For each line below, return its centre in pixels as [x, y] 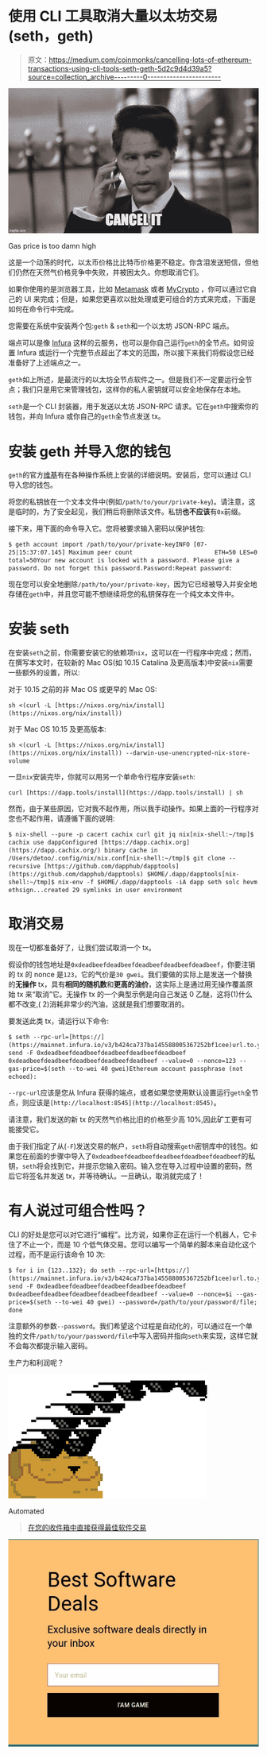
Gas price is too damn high [52, 246]
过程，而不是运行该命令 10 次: [57, 1254]
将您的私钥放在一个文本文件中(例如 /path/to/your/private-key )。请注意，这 [132, 502]
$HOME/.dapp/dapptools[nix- [193, 875]
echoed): [23, 1077]
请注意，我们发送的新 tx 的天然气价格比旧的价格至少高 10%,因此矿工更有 [127, 1119]
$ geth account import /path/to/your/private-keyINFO [99, 545]
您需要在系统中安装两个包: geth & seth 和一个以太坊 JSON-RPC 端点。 [121, 326]
